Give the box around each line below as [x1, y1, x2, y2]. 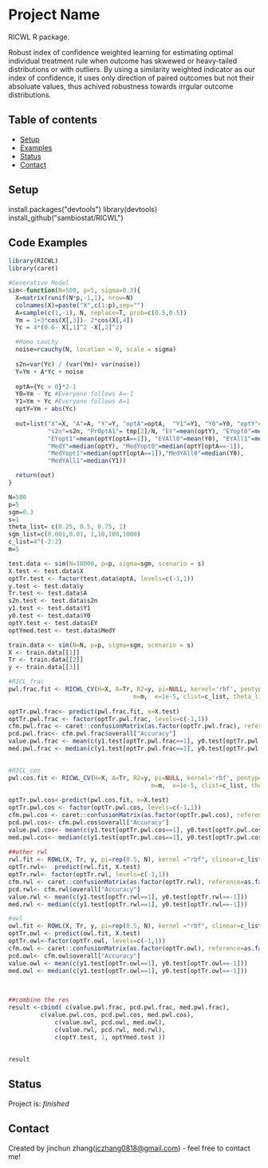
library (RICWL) [8, 257, 59, 265]
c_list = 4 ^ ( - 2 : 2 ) [8, 538, 62, 546]
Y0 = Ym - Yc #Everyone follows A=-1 [15, 390, 134, 398]
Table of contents [8, 114, 97, 127]
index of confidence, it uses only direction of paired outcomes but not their [8, 73, 254, 82]
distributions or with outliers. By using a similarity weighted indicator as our [8, 64, 255, 74]
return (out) [15, 472, 56, 480]
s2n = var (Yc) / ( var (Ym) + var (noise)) [15, 360, 141, 369]
